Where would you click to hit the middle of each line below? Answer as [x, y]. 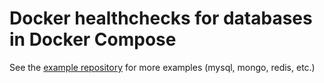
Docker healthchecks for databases [161, 18]
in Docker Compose [93, 39]
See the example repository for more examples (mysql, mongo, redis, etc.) [162, 67]
